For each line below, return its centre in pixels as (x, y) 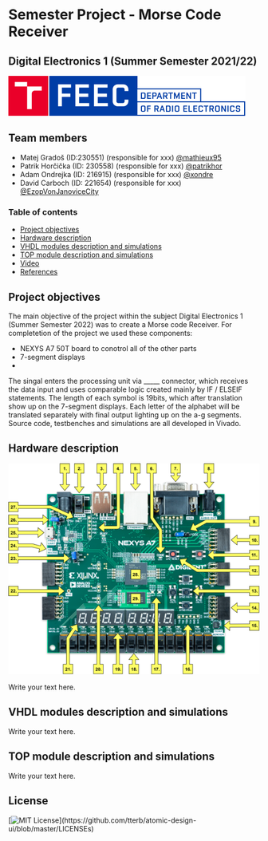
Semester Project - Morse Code (115, 15)
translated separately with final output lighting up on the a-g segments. (125, 415)
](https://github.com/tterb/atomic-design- (128, 820)
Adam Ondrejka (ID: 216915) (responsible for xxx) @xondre (116, 174)
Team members (48, 138)
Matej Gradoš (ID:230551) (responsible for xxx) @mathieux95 (120, 157)
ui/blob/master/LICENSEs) (51, 828)
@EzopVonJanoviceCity (59, 191)
